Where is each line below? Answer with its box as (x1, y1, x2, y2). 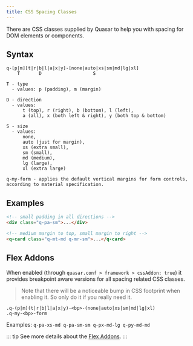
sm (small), (22, 150, 53, 156)
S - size (6, 123, 28, 130)
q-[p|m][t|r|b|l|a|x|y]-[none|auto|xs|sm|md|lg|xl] (6, 65, 139, 71)
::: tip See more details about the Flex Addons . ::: (6, 333, 128, 340)
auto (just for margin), (22, 139, 85, 146)
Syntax (6, 50, 34, 60)
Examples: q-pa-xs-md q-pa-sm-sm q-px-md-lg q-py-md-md (6, 321, 150, 328)
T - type (6, 81, 28, 88)
